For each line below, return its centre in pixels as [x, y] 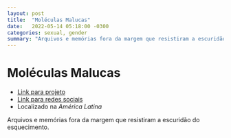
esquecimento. [28, 127]
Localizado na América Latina [59, 106]
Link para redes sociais [50, 100]
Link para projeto [41, 92]
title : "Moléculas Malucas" [49, 20]
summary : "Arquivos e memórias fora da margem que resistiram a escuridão [117, 39]
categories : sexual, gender [47, 33]
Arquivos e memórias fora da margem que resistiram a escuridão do [103, 120]
